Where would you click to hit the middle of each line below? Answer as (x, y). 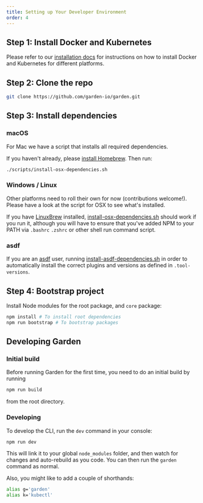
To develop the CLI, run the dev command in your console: (79, 430)
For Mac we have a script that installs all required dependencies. (87, 147)
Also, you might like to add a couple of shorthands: (70, 478)
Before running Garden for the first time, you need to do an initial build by (98, 372)
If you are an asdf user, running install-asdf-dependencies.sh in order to (97, 259)
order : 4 (17, 18)
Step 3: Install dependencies (62, 116)
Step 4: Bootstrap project (55, 291)
